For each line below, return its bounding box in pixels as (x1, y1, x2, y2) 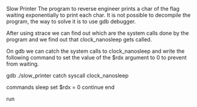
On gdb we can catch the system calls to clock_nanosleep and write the (6, 47, 185, 55)
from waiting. (6, 60, 39, 67)
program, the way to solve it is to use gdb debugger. (6, 18, 136, 25)
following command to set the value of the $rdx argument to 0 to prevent (6, 54, 187, 61)
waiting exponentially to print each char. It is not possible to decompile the (6, 11, 191, 19)
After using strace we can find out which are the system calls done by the (6, 29, 189, 37)
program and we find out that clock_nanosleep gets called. (6, 36, 152, 43)
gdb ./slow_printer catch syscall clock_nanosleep (6, 72, 129, 79)
